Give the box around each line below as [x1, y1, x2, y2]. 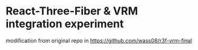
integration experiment [5, 17, 124, 31]
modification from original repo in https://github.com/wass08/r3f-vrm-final [5, 37, 192, 44]
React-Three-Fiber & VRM [5, 4, 138, 18]
